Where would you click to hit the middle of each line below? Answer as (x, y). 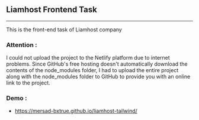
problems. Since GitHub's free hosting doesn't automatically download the (97, 64)
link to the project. (28, 83)
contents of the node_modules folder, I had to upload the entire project (92, 70)
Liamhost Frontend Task (52, 10)
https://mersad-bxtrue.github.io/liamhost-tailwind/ (76, 111)
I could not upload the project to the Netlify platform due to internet (88, 58)
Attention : (22, 45)
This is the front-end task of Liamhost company (64, 30)
